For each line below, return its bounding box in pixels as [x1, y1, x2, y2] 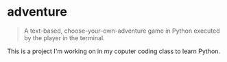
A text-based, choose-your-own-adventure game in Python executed [23, 27, 221, 35]
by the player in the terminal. [23, 33, 105, 42]
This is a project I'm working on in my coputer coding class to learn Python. [7, 47, 221, 55]
